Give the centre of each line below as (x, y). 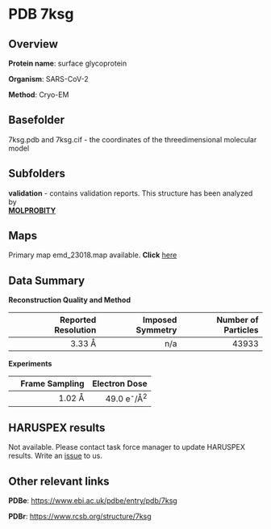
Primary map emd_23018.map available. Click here (93, 255)
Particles (241, 330)
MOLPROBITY (32, 210)
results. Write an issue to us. (56, 456)
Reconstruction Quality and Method (70, 300)
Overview (33, 44)
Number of (238, 320)
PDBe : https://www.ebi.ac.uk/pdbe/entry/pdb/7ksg (93, 501)
